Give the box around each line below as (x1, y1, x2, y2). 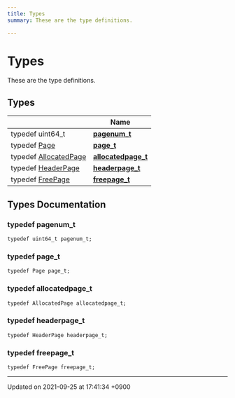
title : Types (7, 10, 45, 18)
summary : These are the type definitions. (7, 17, 133, 24)
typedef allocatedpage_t (7, 284, 93, 294)
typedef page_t (7, 252, 61, 261)
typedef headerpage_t (7, 316, 85, 326)
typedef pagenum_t (7, 219, 76, 229)
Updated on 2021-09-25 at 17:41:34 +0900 (7, 383, 131, 391)
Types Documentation (7, 198, 106, 210)
